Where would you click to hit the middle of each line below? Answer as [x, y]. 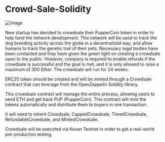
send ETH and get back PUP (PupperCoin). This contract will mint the [76, 99]
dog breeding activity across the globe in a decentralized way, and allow [79, 43]
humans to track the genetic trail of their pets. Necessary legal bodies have [82, 48]
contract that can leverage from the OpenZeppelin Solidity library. [72, 84]
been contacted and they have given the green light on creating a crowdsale [83, 54]
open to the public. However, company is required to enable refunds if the [80, 59]
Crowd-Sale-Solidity [48, 9]
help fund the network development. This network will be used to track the [81, 38]
